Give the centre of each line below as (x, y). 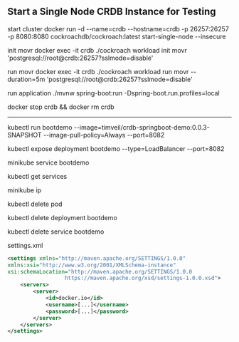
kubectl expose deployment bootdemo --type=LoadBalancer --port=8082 (116, 148)
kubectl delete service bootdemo (56, 232)
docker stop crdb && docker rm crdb (61, 107)
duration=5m (26, 79)
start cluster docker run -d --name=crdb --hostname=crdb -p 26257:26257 (118, 28)
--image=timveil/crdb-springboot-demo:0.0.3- (142, 127)
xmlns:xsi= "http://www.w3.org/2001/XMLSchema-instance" (92, 265)
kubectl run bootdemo (40, 127)
